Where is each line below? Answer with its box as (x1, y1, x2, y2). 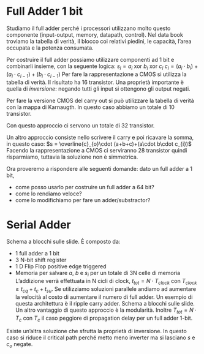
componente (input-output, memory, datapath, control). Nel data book (6, 31, 184, 38)
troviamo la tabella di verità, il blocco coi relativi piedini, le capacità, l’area (6, 37, 192, 45)
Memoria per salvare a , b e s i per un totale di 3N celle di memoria (15, 269, 181, 278)
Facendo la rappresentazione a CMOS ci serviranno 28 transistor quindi (6, 146, 187, 154)
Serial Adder (6, 217, 72, 232)
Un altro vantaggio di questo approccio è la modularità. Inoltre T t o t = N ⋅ (15, 306, 197, 315)
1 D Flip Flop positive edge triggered (15, 263, 107, 270)
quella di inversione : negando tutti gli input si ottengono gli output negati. (6, 85, 191, 92)
